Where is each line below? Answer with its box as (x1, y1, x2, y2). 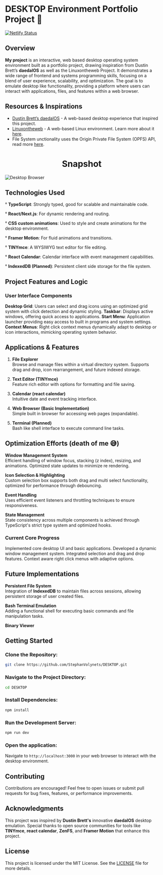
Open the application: (5, 742, 57, 749)
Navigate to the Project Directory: (5, 674, 86, 681)
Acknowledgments (5, 804, 64, 813)
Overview (5, 44, 36, 52)
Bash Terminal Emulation (5, 603, 57, 609)
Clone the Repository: (5, 651, 58, 658)
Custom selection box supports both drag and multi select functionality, (5, 477, 148, 483)
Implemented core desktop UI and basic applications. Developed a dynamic (5, 545, 157, 551)
